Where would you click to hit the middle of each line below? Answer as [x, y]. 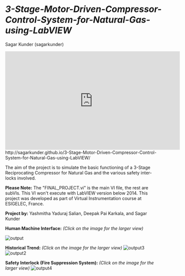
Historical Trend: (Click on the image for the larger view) [64, 247]
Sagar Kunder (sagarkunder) [34, 44]
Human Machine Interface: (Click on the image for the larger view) [74, 228]
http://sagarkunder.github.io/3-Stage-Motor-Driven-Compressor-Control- [81, 152]
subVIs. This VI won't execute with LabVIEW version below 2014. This [77, 193]
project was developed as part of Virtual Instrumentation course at [74, 198]
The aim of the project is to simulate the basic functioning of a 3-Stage [78, 167]
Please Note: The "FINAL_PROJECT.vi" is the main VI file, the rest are [77, 187]
